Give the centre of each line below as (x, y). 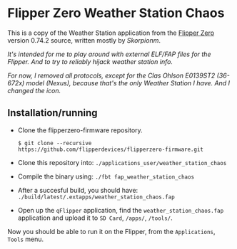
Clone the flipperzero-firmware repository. (80, 130)
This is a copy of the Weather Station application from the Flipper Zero (111, 33)
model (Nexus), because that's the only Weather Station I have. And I (128, 83)
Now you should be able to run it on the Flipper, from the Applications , (111, 231)
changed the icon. (34, 90)
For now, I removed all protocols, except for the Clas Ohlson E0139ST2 (111, 75)
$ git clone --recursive (55, 143)
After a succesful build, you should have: (78, 190)
